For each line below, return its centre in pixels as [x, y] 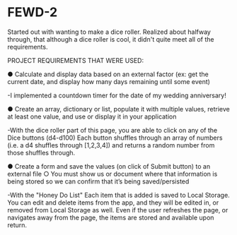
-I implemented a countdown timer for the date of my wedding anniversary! [117, 95]
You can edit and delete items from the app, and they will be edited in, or [113, 203]
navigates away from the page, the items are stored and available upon [111, 217]
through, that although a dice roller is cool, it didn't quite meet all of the [111, 39]
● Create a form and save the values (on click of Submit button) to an [109, 166]
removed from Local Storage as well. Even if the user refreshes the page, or [118, 210]
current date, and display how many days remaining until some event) [109, 81]
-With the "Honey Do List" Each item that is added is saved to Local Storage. [118, 195]
